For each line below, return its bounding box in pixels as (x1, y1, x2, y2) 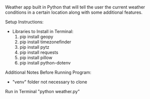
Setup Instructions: (5, 19, 44, 25)
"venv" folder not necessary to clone (12, 79, 87, 85)
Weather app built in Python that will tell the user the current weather (5, 4, 146, 10)
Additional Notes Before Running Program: (5, 69, 91, 75)
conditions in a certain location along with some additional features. (5, 9, 143, 15)
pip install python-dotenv (19, 60, 71, 66)
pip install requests (19, 49, 58, 55)
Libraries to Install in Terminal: (12, 29, 74, 34)
